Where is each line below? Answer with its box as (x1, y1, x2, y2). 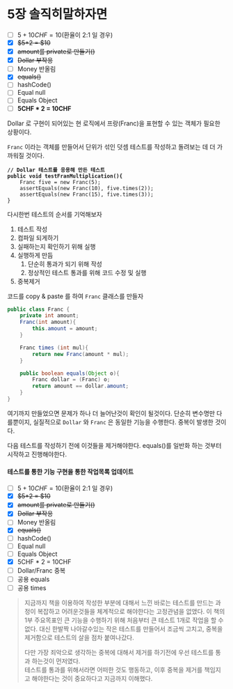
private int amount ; (19, 312, 79, 319)
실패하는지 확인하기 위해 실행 (17, 242, 96, 251)
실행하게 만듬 (17, 251, 54, 259)
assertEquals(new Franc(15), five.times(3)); (19, 191, 154, 198)
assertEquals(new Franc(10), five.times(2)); (19, 185, 154, 192)
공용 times (17, 583, 47, 592)
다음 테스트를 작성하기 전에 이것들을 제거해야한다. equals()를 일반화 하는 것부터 (7, 441, 222, 449)
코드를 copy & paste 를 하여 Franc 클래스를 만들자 (7, 292, 144, 300)
